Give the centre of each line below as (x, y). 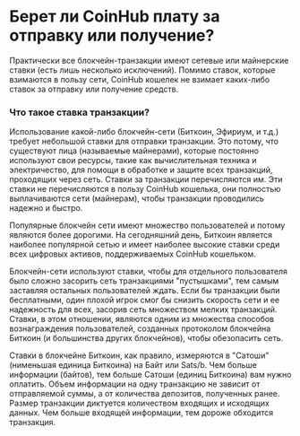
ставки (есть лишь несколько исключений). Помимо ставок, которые (142, 70)
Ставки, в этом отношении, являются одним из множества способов (142, 319)
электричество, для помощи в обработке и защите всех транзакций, (141, 170)
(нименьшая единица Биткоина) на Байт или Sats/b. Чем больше (133, 365)
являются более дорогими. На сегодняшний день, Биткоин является (141, 235)
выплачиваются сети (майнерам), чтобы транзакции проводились (137, 198)
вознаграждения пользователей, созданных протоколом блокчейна (140, 328)
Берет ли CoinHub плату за (115, 17)
